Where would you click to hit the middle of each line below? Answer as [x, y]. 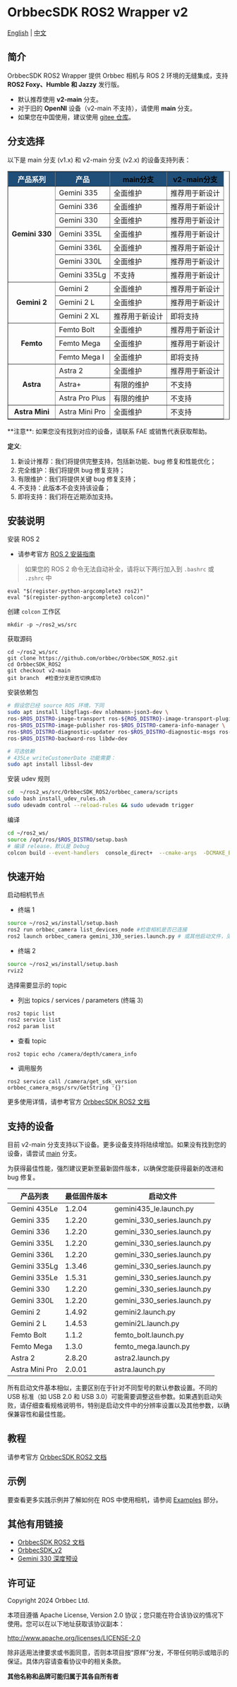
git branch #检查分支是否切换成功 [54, 679]
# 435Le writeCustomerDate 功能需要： [62, 758]
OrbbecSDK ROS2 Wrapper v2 [98, 12]
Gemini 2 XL [79, 316]
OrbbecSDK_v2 [39, 1550]
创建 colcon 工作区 [34, 612]
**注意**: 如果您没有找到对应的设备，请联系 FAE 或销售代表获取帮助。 [109, 431]
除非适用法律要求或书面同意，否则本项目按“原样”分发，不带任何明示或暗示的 [118, 1652]
